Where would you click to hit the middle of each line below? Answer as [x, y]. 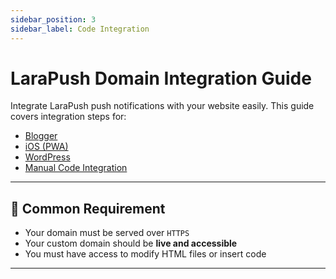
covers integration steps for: [68, 117]
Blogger [41, 136]
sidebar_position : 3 [53, 19]
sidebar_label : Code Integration [80, 29]
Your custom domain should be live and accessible [131, 243]
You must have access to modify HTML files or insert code [145, 254]
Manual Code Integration [76, 168]
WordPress [47, 157]
